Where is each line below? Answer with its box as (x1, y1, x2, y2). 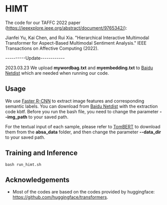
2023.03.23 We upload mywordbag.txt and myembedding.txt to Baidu (5, 65, 153, 71)
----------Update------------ (5, 55, 65, 61)
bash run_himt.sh (5, 162, 42, 167)
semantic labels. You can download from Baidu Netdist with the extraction (5, 103, 158, 109)
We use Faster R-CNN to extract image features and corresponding (5, 98, 144, 104)
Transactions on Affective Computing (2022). (5, 45, 99, 51)
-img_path (5, 114, 28, 120)
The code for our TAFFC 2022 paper (5, 20, 81, 26)
